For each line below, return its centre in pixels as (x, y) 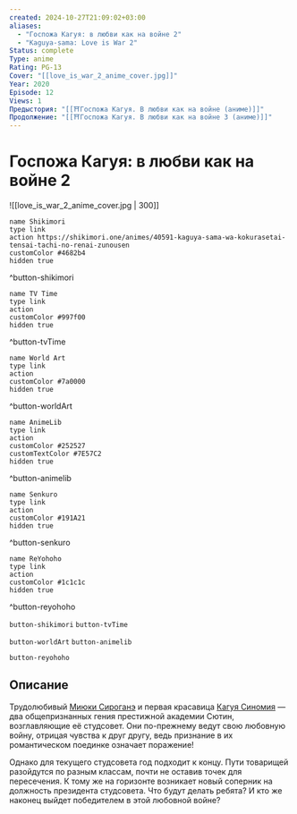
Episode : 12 (31, 92)
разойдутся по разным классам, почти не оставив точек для (126, 771)
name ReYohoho (36, 559)
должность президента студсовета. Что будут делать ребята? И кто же (146, 790)
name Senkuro (34, 495)
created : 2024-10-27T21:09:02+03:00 (77, 17)
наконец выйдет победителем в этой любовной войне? (115, 800)
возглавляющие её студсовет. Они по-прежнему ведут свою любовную (148, 725)
